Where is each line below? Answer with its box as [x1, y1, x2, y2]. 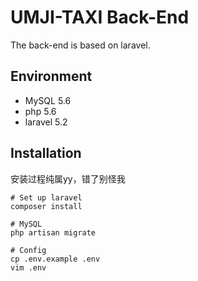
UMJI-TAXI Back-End [10, 6, 190, 29]
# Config [10, 245, 47, 255]
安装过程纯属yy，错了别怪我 [10, 172, 126, 185]
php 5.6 [24, 105, 57, 117]
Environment [10, 68, 93, 85]
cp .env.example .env [10, 254, 101, 264]
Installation [10, 145, 82, 162]
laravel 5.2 [24, 116, 68, 128]
